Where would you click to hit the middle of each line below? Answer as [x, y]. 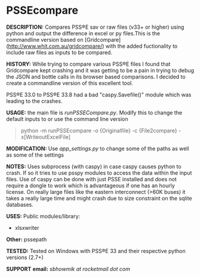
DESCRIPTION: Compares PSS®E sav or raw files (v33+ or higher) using [95, 27]
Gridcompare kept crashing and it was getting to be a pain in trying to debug [100, 70]
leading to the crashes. [34, 101]
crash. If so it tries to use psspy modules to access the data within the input [99, 173]
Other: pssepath [27, 239]
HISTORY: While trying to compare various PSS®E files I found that [88, 64]
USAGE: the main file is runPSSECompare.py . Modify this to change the [94, 112]
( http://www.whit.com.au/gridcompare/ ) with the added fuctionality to [92, 46]
